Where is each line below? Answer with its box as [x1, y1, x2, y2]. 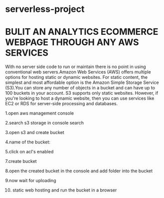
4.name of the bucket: [5, 139, 51, 145]
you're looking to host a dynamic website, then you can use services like [5, 95, 155, 101]
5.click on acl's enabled [5, 149, 54, 155]
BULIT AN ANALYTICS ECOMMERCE [5, 26, 159, 38]
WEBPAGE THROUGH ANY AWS [5, 37, 139, 48]
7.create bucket [5, 158, 37, 164]
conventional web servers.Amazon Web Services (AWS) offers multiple [5, 69, 151, 75]
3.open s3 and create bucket [5, 130, 65, 135]
